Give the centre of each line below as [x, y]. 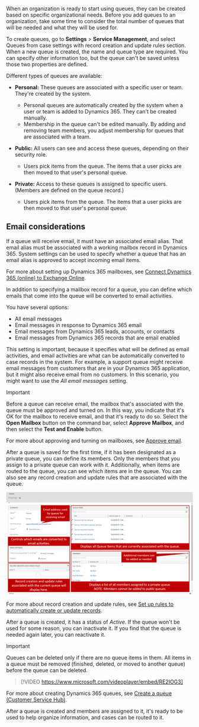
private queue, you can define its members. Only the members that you [93, 458]
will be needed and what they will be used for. [62, 27]
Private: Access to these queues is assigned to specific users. [91, 184]
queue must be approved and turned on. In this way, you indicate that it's [95, 410]
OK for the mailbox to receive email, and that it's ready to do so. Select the [97, 416]
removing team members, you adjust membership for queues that [104, 130]
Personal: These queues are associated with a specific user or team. [99, 87]
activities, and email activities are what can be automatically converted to [96, 355]
